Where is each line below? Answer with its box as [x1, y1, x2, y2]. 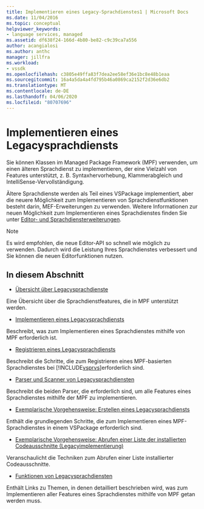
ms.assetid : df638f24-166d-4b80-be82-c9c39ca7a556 [6, 37, 137, 43]
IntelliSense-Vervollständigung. [6, 178, 84, 185]
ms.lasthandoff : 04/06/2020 [6, 94, 78, 100]
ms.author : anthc [6, 49, 50, 55]
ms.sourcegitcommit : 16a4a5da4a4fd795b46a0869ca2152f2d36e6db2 [6, 77, 170, 83]
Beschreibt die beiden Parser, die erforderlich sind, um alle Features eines [6, 387, 191, 395]
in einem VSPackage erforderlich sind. [46, 424, 143, 432]
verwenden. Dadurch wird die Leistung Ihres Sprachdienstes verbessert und [6, 246, 197, 253]
